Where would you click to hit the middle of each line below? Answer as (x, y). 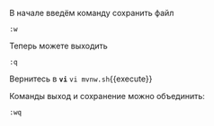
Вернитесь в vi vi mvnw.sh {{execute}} (81, 79)
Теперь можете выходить (58, 46)
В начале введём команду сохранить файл (92, 13)
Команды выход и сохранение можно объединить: (107, 96)
